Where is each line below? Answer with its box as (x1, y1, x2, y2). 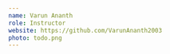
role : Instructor (8, 19, 66, 27)
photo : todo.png (8, 33, 62, 42)
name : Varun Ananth (8, 11, 73, 20)
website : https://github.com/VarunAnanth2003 (8, 26, 162, 34)
